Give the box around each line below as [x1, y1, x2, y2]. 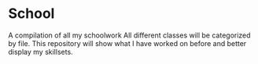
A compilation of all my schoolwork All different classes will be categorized [8, 30, 251, 40]
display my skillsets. [8, 47, 73, 56]
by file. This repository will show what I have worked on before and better [8, 38, 247, 48]
